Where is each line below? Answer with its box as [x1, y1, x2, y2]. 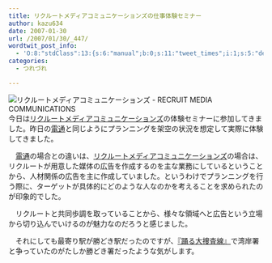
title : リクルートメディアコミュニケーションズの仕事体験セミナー [8, 11, 202, 20]
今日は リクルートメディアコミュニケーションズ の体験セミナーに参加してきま [8, 113, 263, 123]
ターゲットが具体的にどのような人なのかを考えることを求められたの [36, 181, 264, 191]
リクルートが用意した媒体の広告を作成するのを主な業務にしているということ [8, 161, 264, 171]
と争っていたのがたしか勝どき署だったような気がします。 [8, 246, 199, 256]
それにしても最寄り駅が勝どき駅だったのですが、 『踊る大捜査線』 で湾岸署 [15, 235, 260, 245]
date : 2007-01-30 [8, 27, 67, 35]
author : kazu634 [8, 19, 63, 28]
